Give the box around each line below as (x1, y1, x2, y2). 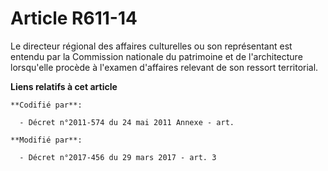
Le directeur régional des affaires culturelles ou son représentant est (10, 40, 293, 52)
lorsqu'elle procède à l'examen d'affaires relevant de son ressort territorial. (10, 61, 319, 73)
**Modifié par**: (10, 135, 83, 145)
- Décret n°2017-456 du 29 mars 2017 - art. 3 (19, 152, 217, 162)
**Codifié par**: (10, 100, 83, 110)
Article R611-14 (10, 7, 138, 30)
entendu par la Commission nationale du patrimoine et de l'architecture (10, 50, 303, 62)
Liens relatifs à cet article (10, 80, 118, 92)
